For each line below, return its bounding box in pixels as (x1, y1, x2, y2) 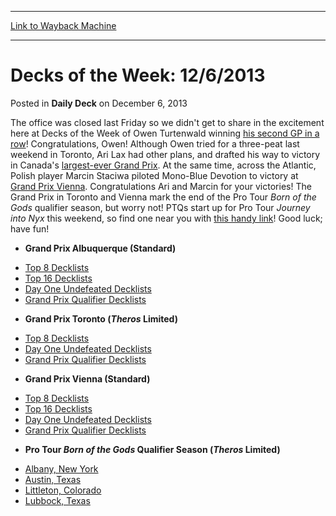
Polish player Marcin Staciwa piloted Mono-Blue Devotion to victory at (10, 169, 299, 181)
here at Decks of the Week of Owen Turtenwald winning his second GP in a (10, 127, 320, 139)
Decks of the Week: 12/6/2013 (10, 64, 266, 87)
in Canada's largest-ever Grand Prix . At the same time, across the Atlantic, (10, 159, 317, 171)
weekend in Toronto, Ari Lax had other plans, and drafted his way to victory (10, 148, 321, 160)
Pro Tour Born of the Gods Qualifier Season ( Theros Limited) (24, 443, 281, 455)
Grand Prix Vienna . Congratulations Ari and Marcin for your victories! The (10, 180, 312, 192)
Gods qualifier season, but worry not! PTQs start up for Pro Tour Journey (10, 201, 311, 213)
